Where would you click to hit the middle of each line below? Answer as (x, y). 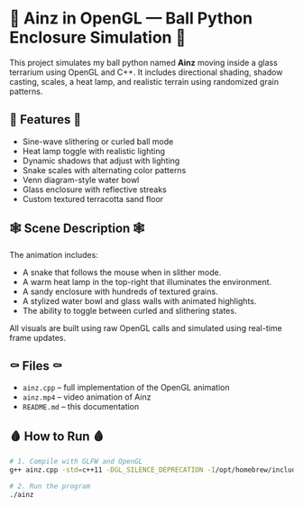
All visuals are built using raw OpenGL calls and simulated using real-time (146, 327)
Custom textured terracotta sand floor (93, 198)
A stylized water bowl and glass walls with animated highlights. (139, 300)
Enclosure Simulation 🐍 (98, 37)
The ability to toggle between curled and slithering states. (129, 310)
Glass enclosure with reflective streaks (94, 189)
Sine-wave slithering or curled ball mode (98, 141)
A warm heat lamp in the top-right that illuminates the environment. (147, 281)
